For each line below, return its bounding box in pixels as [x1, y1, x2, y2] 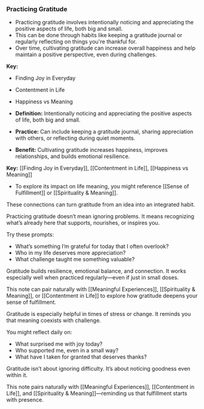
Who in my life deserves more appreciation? [15, 249, 126, 256]
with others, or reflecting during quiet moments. [15, 134, 136, 142]
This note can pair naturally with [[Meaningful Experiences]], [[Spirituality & [6, 286, 196, 293]
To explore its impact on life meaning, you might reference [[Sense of [15, 183, 189, 190]
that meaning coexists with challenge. [6, 317, 102, 324]
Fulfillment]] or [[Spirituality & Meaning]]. [15, 189, 118, 196]
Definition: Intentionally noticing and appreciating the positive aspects [15, 110, 192, 117]
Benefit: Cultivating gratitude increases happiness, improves [15, 146, 168, 154]
